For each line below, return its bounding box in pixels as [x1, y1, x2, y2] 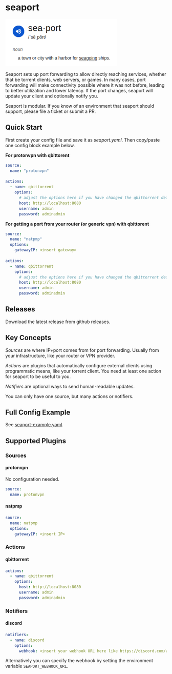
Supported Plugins [5, 437, 67, 445]
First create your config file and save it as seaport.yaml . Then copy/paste [5, 136, 160, 143]
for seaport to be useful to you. [5, 373, 71, 380]
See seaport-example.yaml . [5, 422, 64, 428]
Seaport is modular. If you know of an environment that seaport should [5, 103, 155, 109]
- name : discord [10, 638, 45, 643]
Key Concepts [5, 333, 51, 342]
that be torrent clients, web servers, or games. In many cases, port [5, 76, 146, 83]
